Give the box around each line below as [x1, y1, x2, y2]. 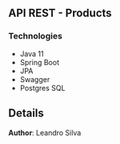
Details [8, 106, 44, 120]
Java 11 [19, 48, 44, 59]
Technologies [8, 31, 62, 42]
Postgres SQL [19, 83, 66, 93]
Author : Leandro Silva [8, 128, 82, 138]
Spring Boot [19, 57, 60, 67]
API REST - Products [8, 6, 112, 20]
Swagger [19, 74, 50, 84]
